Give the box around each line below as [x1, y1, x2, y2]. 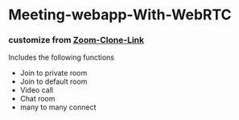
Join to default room [19, 77, 88, 86]
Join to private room [19, 68, 88, 78]
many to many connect [19, 102, 97, 112]
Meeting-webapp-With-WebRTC [8, 6, 232, 24]
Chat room [19, 94, 56, 104]
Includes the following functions [8, 52, 115, 62]
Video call [19, 85, 54, 95]
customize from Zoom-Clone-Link [8, 35, 145, 46]
